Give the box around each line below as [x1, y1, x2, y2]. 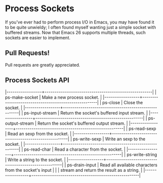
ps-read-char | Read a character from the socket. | [24, 146, 126, 152]
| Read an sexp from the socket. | [5, 131, 72, 137]
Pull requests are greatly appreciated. [5, 62, 80, 68]
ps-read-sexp [128, 125, 157, 131]
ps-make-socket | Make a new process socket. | [5, 94, 102, 100]
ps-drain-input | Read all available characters [67, 162, 158, 168]
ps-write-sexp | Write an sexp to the [72, 136, 145, 142]
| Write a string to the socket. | [5, 157, 66, 162]
